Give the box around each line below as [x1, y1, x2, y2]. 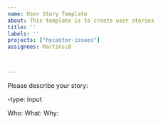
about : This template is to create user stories [7, 17, 155, 24]
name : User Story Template [7, 10, 88, 18]
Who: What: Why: [7, 109, 59, 117]
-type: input [7, 95, 42, 103]
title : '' [7, 23, 37, 30]
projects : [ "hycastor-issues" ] [7, 37, 100, 44]
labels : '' [7, 30, 40, 38]
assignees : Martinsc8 [7, 43, 72, 50]
